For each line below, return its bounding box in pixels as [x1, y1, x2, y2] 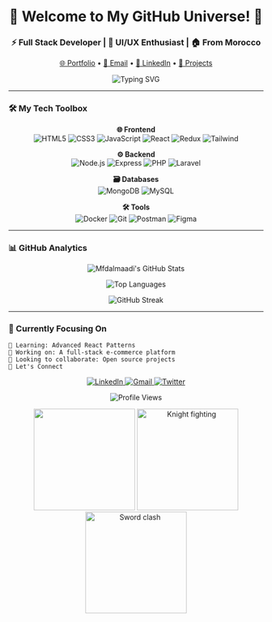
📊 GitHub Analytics [8, 242, 87, 253]
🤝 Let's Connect [8, 363, 63, 371]
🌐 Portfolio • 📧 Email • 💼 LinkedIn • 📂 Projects [59, 58, 213, 68]
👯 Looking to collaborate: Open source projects [8, 356, 176, 364]
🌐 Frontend [117, 124, 155, 134]
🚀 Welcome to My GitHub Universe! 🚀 [9, 7, 263, 26]
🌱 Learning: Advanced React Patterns [8, 341, 136, 350]
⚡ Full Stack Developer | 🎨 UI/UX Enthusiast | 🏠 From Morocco [11, 37, 261, 48]
